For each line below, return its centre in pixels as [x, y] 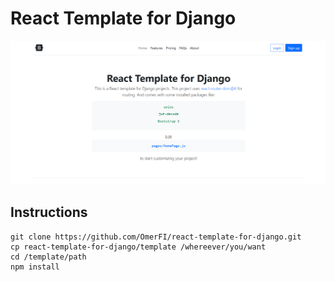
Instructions [49, 212]
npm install [35, 267]
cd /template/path [48, 257]
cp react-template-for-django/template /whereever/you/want [138, 247]
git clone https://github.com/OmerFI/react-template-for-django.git [156, 237]
